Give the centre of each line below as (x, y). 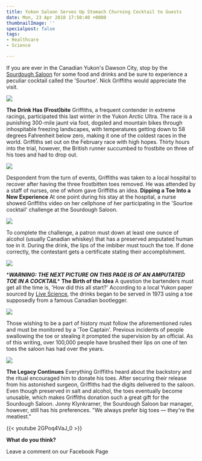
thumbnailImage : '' (31, 23)
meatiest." (19, 416)
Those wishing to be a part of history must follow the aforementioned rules (99, 323)
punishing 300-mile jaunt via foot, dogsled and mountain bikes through (94, 122)
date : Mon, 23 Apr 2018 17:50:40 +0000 (56, 17)
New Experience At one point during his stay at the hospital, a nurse (91, 197)
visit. (12, 87)
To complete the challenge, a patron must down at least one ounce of (93, 232)
